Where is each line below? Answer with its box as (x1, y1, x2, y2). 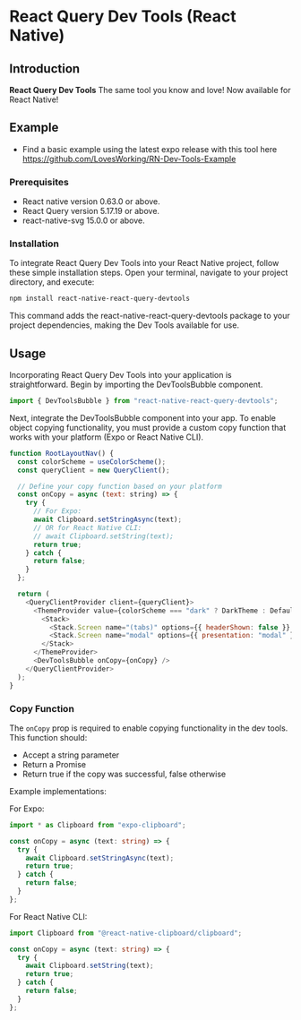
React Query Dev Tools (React (9, 6, 236, 27)
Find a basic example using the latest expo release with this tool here (21, 143, 278, 154)
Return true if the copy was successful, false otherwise (21, 768, 227, 779)
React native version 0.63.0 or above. (21, 196, 161, 207)
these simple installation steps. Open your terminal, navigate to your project (9, 267, 288, 279)
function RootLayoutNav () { (9, 449, 115, 458)
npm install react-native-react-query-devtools (9, 294, 191, 304)
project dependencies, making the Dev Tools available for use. (9, 320, 240, 330)
